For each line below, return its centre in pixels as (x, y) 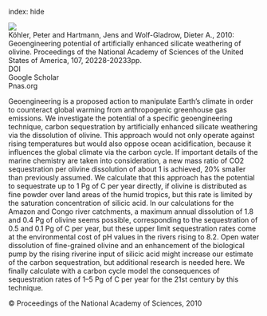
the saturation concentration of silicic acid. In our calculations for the (121, 203)
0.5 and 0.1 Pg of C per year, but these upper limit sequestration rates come (132, 228)
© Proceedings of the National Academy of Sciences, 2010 (105, 303)
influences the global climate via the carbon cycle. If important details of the (133, 152)
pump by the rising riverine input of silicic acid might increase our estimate (131, 254)
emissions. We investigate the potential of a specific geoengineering (120, 118)
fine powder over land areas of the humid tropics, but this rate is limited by (130, 194)
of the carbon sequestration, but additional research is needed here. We (127, 262)
